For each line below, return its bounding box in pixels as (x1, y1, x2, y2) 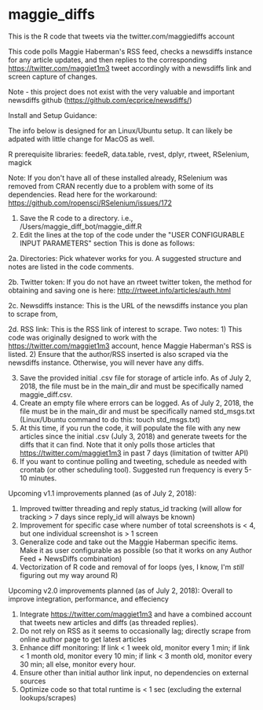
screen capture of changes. (8, 72, 98, 81)
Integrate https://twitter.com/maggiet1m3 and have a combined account (19, 609, 253, 619)
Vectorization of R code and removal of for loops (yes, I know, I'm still (19, 562, 245, 572)
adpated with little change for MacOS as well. (8, 134, 155, 143)
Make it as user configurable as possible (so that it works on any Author (19, 545, 253, 555)
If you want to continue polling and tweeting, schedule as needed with (19, 456, 247, 465)
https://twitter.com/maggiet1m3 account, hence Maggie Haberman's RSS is (8, 340, 252, 351)
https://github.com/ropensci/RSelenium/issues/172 (8, 198, 173, 208)
